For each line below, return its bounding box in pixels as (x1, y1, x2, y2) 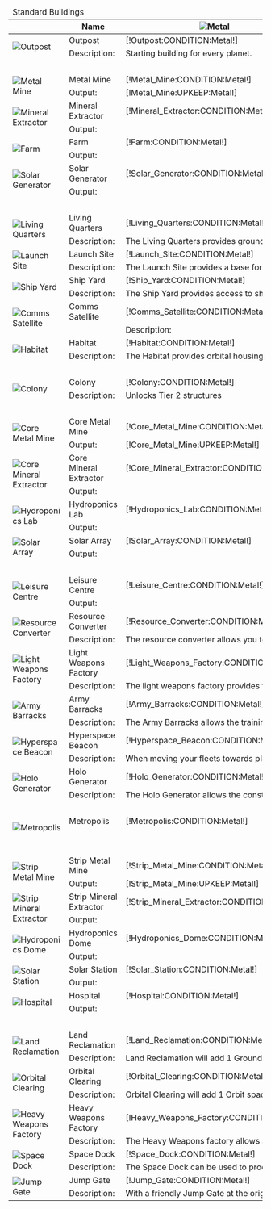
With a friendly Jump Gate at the (125, 1188, 248, 1199)
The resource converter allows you (125, 634, 258, 645)
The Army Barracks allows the (125, 717, 240, 727)
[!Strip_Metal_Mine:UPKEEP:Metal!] (125, 878, 260, 889)
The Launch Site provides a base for (125, 261, 263, 273)
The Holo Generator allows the (125, 789, 241, 800)
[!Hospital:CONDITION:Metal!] (125, 990, 240, 1001)
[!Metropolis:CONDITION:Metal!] (125, 816, 248, 826)
